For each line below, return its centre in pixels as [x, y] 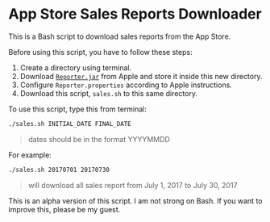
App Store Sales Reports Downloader [135, 14]
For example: [30, 155]
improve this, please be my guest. [64, 209]
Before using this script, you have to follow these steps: [100, 52]
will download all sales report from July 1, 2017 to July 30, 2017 [133, 185]
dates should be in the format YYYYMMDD [99, 139]
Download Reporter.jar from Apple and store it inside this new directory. [141, 76]
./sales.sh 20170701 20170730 [59, 170]
